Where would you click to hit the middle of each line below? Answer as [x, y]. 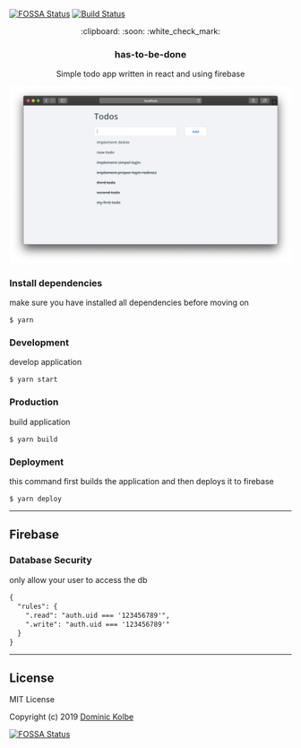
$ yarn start [34, 380]
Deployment [37, 462]
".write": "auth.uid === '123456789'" [98, 624]
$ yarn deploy [36, 499]
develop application [46, 362]
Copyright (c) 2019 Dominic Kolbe [72, 717]
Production [34, 402]
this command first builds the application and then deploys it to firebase [142, 481]
